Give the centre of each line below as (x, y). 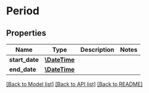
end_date (23, 69)
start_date (24, 60)
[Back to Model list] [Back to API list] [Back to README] (74, 84)
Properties (26, 33)
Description (97, 50)
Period (23, 11)
